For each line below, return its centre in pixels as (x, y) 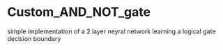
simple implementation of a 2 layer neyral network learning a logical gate (111, 31)
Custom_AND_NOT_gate (79, 12)
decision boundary (34, 38)
